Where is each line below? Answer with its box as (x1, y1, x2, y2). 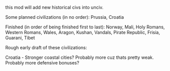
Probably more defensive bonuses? (5, 60, 80, 65)
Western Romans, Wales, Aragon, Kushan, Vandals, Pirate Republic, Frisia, (5, 29, 160, 35)
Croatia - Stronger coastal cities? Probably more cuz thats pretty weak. (5, 54, 154, 60)
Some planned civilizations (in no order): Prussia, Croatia (5, 14, 124, 20)
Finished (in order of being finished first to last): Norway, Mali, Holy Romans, (5, 24, 165, 30)
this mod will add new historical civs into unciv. (5, 5, 104, 10)
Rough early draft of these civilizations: (5, 45, 87, 50)
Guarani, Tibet (5, 35, 36, 41)
